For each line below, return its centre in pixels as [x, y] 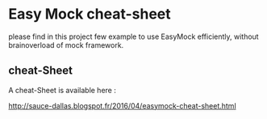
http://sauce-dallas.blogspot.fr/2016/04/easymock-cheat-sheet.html [122, 105]
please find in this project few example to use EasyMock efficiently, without [134, 36]
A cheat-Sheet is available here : [63, 90]
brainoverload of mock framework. [66, 45]
